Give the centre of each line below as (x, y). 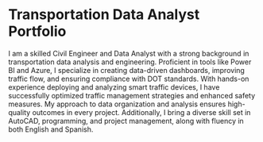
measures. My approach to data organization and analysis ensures (117, 104)
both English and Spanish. (51, 129)
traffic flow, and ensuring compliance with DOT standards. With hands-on (129, 79)
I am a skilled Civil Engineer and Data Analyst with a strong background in (129, 53)
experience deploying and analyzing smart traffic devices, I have (114, 87)
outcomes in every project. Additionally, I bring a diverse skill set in (141, 112)
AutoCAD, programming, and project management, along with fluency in (126, 121)
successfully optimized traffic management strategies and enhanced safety (132, 95)
